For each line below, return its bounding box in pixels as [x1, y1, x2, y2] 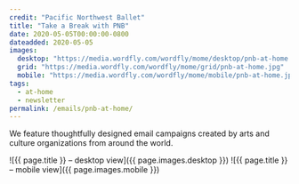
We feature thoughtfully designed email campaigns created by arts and [9, 128, 270, 139]
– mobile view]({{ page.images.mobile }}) [9, 164, 160, 175]
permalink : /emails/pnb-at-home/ [9, 104, 133, 113]
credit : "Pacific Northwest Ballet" [9, 12, 145, 22]
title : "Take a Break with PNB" [9, 21, 129, 30]
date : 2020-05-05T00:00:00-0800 [9, 29, 129, 38]
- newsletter [17, 95, 66, 105]
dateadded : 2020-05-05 [9, 37, 93, 47]
